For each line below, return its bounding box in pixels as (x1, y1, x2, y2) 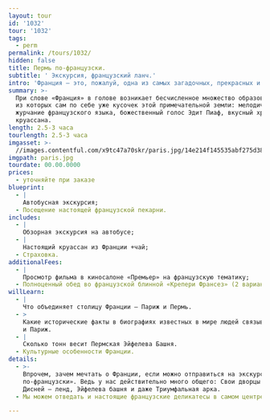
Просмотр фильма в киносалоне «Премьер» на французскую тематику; (22, 273, 250, 281)
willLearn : (8, 288, 45, 296)
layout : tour (8, 11, 52, 20)
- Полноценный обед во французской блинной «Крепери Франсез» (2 (15, 280, 239, 289)
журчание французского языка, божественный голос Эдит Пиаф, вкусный (15, 109, 253, 117)
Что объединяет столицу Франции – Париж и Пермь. (22, 303, 193, 311)
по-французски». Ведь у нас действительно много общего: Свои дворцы (22, 377, 261, 385)
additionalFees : (8, 258, 63, 266)
